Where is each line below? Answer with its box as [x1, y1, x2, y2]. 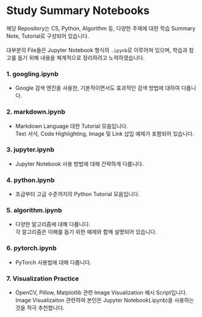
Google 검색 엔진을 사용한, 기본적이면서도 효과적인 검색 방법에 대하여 [15, 84, 180, 92]
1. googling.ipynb [6, 70, 59, 78]
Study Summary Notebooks [6, 4, 150, 18]
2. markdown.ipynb [6, 107, 66, 116]
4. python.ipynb [6, 175, 55, 184]
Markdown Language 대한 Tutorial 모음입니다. [15, 122, 128, 129]
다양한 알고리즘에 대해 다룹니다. [15, 220, 90, 228]
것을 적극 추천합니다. [15, 304, 65, 312]
